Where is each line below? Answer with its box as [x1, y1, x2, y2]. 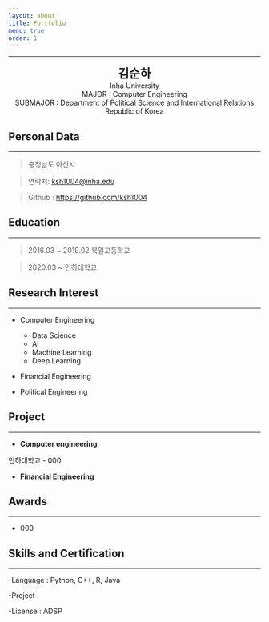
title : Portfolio [8, 19, 66, 27]
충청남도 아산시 [27, 159, 76, 169]
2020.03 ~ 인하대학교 [27, 262, 98, 272]
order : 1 [8, 34, 38, 42]
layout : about [8, 11, 56, 20]
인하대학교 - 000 [8, 455, 62, 465]
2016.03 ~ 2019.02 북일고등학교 [27, 245, 130, 255]
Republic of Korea [105, 106, 164, 116]
